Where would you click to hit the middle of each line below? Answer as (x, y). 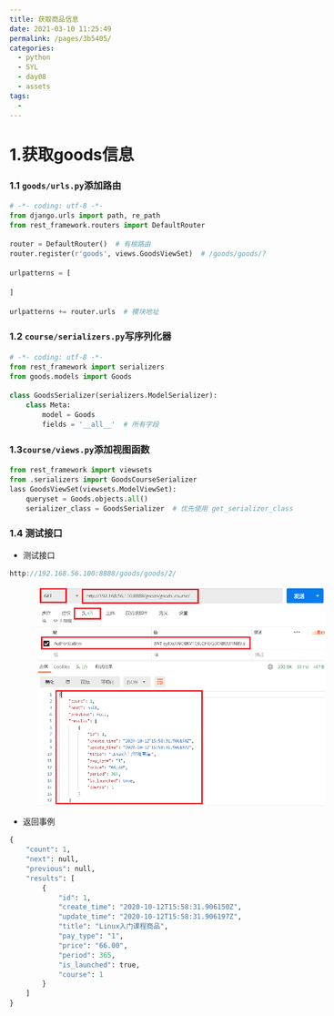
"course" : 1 (81, 974)
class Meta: (48, 405)
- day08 (32, 77)
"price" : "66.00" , (93, 945)
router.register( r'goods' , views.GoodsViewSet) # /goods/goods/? (138, 254)
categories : (32, 48)
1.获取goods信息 (72, 154)
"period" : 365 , (87, 955)
